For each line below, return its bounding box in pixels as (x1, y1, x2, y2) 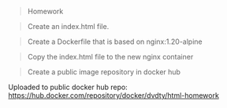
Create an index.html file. (27, 22, 110, 31)
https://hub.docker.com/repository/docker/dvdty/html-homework (8, 91, 219, 100)
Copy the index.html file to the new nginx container (27, 52, 194, 61)
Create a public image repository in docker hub (27, 67, 181, 77)
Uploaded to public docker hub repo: (8, 82, 128, 92)
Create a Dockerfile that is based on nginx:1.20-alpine (27, 37, 203, 46)
